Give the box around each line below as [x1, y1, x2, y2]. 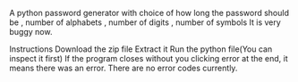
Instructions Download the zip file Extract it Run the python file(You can [9, 44, 273, 54]
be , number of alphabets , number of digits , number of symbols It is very [9, 17, 282, 28]
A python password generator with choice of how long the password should [9, 8, 289, 18]
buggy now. [9, 27, 53, 37]
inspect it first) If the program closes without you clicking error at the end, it [9, 53, 288, 63]
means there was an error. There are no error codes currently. [9, 62, 238, 73]
